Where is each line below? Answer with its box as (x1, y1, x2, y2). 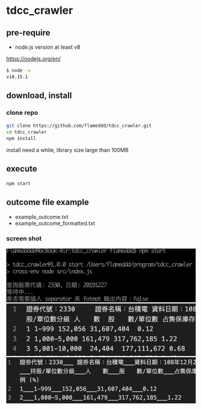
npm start (6, 180, 31, 186)
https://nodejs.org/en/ (6, 55, 61, 62)
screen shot (6, 234, 42, 243)
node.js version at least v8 (14, 43, 81, 50)
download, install (6, 91, 72, 101)
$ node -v (6, 67, 31, 73)
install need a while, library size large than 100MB (6, 147, 129, 154)
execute (6, 164, 37, 174)
